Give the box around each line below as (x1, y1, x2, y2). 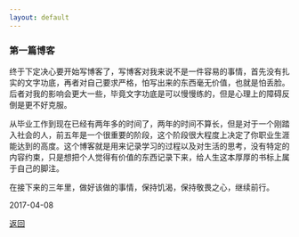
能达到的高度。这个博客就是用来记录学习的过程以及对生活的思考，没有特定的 (9, 140, 290, 151)
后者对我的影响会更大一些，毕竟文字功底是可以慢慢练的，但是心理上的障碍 (9, 88, 282, 99)
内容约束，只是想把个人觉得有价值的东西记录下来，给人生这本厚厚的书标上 (9, 151, 282, 162)
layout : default (9, 12, 69, 22)
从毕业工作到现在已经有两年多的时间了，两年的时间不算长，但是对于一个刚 (9, 118, 282, 129)
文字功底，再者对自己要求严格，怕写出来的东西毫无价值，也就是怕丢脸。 (24, 77, 290, 87)
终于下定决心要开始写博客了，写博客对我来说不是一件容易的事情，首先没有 (9, 66, 282, 77)
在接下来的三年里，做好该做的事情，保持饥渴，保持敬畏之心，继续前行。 (9, 182, 274, 192)
